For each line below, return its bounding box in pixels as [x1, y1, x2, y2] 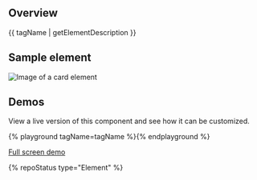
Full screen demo [8, 147, 66, 157]
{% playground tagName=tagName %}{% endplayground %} [8, 132, 210, 142]
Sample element [8, 51, 92, 65]
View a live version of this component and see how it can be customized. [8, 116, 251, 126]
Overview [8, 6, 59, 20]
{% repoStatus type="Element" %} [8, 163, 124, 173]
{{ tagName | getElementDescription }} [8, 27, 137, 37]
